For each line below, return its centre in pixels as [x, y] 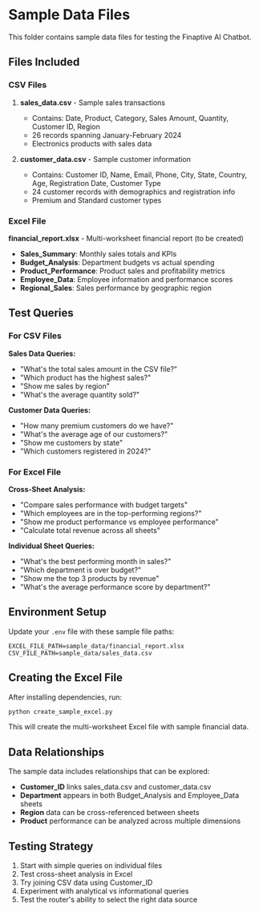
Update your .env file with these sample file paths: [91, 632]
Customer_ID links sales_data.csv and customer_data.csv [115, 787]
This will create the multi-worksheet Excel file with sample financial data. [129, 727]
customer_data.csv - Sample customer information [105, 159]
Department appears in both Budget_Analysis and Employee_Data [129, 796]
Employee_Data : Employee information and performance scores [126, 279]
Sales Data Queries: [42, 353]
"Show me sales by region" [65, 385]
